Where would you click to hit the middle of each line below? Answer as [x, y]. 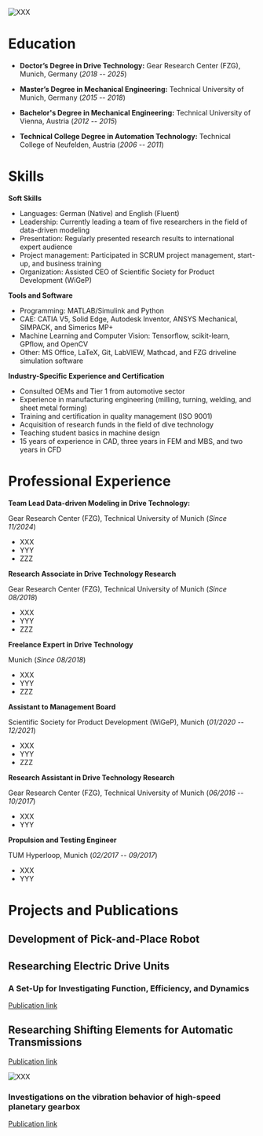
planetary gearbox [44, 1106]
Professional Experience [89, 481]
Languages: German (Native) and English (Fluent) [99, 213]
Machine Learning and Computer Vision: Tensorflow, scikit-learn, [124, 335]
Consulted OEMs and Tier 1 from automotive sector [102, 391]
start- [246, 255]
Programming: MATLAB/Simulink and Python [92, 310]
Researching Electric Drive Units [89, 966]
